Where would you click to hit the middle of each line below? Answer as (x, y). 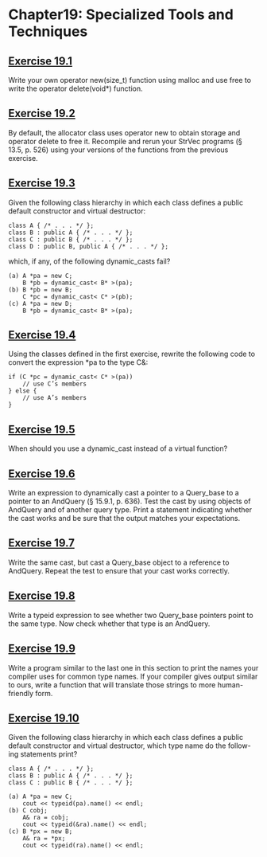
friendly (21, 693)
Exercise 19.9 (42, 649)
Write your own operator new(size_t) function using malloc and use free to (130, 80)
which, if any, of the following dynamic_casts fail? (89, 261)
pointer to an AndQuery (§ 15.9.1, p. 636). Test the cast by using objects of (130, 501)
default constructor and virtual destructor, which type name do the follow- (130, 745)
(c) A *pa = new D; (41, 303)
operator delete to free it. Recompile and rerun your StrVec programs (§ (125, 141)
